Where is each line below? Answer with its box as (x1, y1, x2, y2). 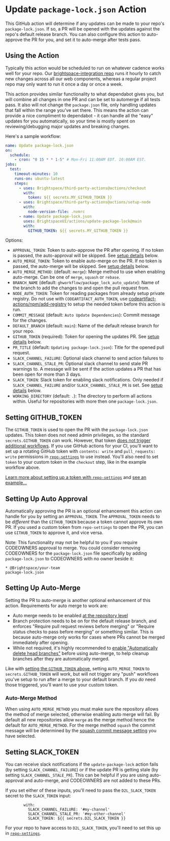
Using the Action (5, 51, 59, 60)
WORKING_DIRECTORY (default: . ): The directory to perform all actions (12, 393, 152, 399)
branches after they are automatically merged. (12, 655, 110, 662)
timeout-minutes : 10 (14, 171, 58, 176)
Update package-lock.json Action (5, 4, 147, 15)
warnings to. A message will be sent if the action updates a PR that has (12, 366, 161, 372)
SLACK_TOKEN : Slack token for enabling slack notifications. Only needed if (12, 377, 163, 383)
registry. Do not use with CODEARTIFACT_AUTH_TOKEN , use (12, 296, 128, 302)
